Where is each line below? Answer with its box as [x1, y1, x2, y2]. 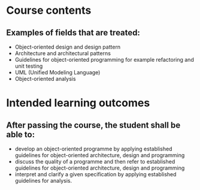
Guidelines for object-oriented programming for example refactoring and [14, 56, 195, 63]
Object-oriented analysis [14, 76, 76, 82]
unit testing [14, 62, 43, 70]
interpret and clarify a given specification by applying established [14, 171, 177, 177]
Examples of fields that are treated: [6, 28, 141, 38]
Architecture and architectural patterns [14, 50, 111, 57]
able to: [6, 129, 35, 140]
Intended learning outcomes [6, 96, 150, 110]
